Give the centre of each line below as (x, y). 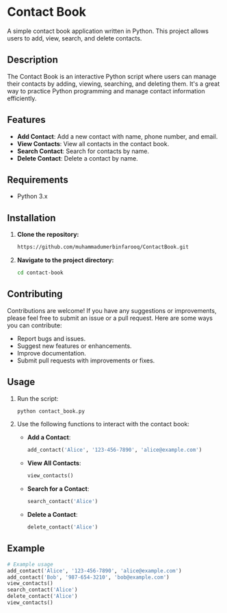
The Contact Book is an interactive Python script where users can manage (112, 76)
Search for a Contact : (58, 489)
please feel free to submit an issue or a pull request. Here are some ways (110, 318)
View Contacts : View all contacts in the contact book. (93, 143)
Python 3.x (32, 196)
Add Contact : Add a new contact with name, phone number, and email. (117, 136)
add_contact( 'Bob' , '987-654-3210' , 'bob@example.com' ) (88, 577)
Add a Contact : (49, 437)
